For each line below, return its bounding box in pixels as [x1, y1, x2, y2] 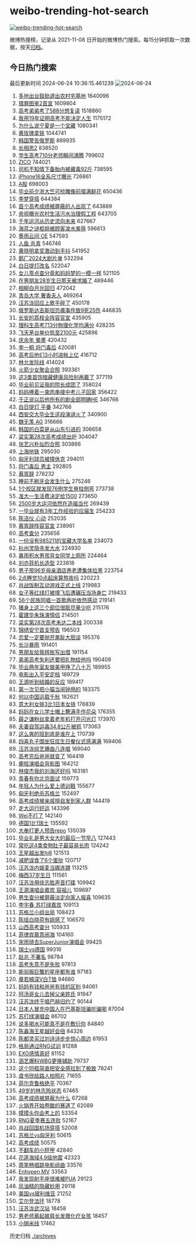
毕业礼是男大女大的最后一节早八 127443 [18, 834, 116, 841]
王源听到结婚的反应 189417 [18, 678, 84, 685]
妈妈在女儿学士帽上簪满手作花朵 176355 [18, 708, 116, 715]
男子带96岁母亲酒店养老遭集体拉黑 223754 [18, 567, 123, 574]
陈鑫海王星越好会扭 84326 [18, 1027, 83, 1035]
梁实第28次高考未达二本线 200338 [18, 618, 103, 625]
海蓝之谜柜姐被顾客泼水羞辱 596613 [18, 225, 106, 232]
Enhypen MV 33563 [18, 1168, 68, 1175]
